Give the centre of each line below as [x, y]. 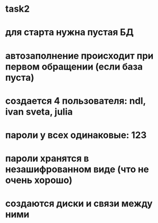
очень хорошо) [39, 180]
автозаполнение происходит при [80, 55]
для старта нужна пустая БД [70, 32]
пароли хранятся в [47, 159]
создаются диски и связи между [79, 204]
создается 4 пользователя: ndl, [76, 101]
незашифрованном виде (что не [77, 170]
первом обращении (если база [74, 66]
